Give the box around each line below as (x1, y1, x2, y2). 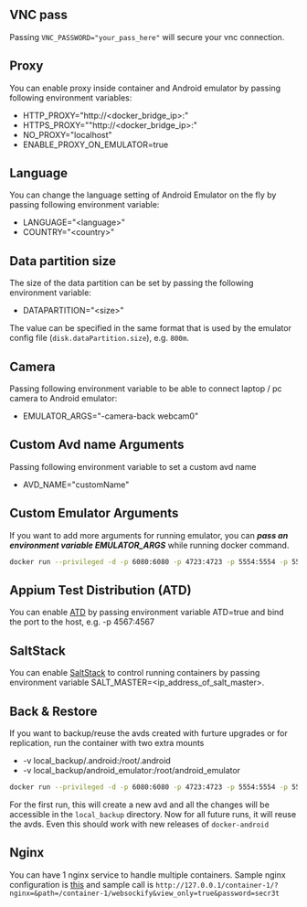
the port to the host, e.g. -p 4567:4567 (9, 616, 155, 627)
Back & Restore (9, 703, 98, 719)
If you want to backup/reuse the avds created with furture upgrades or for (9, 728, 288, 739)
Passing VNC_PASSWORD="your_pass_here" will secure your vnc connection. (9, 31, 285, 42)
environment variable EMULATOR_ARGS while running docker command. (9, 539, 290, 550)
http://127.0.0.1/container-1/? (154, 880, 279, 890)
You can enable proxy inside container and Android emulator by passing (9, 82, 281, 93)
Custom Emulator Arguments (9, 506, 179, 521)
